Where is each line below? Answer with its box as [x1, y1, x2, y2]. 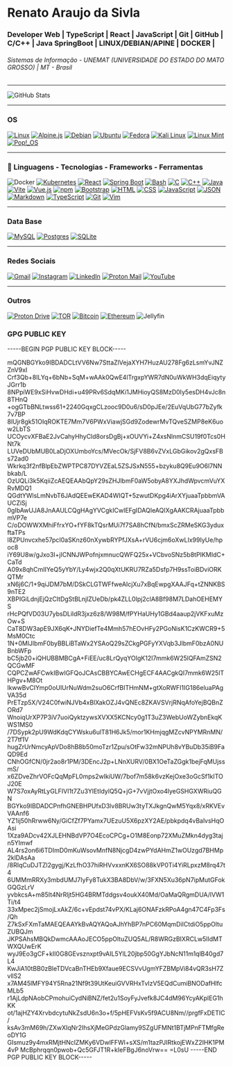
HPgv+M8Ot [7, 676, 43, 684]
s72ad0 [7, 454, 29, 463]
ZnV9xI [7, 366, 28, 374]
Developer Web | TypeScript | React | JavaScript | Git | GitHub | [7, 30, 223, 40]
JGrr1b [7, 380, 26, 389]
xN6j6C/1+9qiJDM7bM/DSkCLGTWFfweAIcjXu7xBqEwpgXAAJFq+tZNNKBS [7, 580, 225, 588]
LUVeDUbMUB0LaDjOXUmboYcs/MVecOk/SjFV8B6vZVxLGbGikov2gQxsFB [7, 447, 223, 456]
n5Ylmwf [7, 839, 33, 847]
